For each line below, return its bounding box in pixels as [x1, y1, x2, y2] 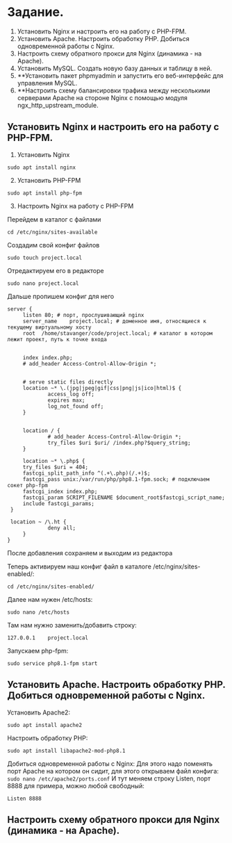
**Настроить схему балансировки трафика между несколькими [17, 86, 210, 95]
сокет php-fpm [7, 482, 49, 489]
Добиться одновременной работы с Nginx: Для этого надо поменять [7, 759, 213, 768]
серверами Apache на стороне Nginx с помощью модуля [17, 93, 188, 101]
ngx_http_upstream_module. [17, 101, 99, 109]
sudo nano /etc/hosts [7, 609, 70, 616]
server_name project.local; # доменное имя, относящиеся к [22, 318, 207, 325]
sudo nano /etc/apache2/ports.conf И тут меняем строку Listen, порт [7, 774, 211, 783]
